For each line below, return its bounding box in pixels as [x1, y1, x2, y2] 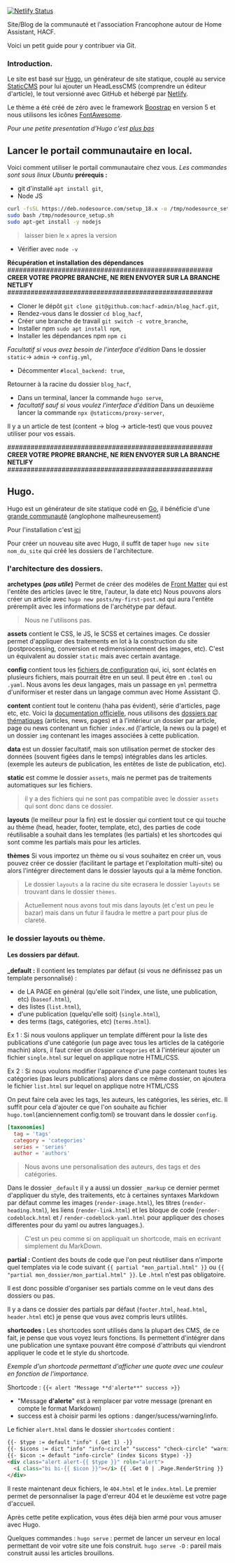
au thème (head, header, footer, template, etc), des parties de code [7, 823, 201, 831]
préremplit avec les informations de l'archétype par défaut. [7, 602, 177, 611]
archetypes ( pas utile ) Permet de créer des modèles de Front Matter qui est [7, 580, 228, 588]
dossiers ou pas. [7, 1291, 55, 1300]
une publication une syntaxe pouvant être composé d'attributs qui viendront [7, 1341, 227, 1350]
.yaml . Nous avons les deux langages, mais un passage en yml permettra [7, 680, 218, 689]
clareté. [24, 916, 47, 924]
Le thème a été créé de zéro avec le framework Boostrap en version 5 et [7, 103, 216, 112]
